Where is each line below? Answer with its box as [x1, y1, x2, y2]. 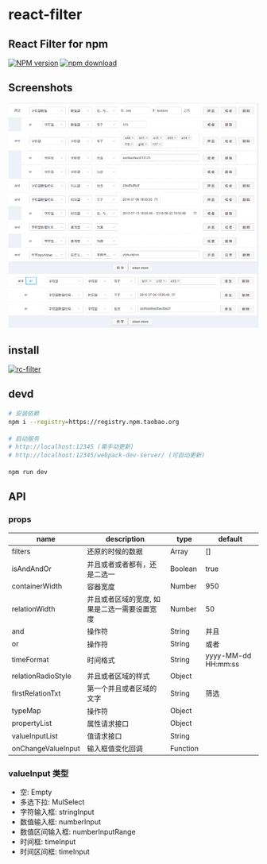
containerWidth [11, 581, 63, 591]
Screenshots [8, 81, 73, 94]
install [8, 343, 40, 357]
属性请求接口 [87, 719, 130, 728]
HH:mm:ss [205, 659, 240, 669]
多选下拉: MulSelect [19, 797, 85, 807]
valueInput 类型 [8, 768, 69, 779]
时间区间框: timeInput [19, 847, 90, 857]
